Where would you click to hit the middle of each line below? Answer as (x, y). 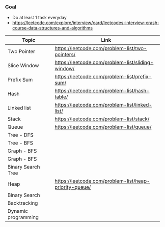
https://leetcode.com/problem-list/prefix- (103, 77)
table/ (61, 97)
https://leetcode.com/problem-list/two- (101, 49)
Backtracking (23, 203)
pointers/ (65, 55)
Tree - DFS (21, 135)
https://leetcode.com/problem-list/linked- (103, 105)
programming (23, 217)
